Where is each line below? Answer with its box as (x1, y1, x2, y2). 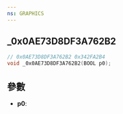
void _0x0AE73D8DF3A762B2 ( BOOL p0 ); (7, 60, 111, 67)
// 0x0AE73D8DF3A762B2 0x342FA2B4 (7, 54, 106, 60)
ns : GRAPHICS (7, 10, 44, 17)
